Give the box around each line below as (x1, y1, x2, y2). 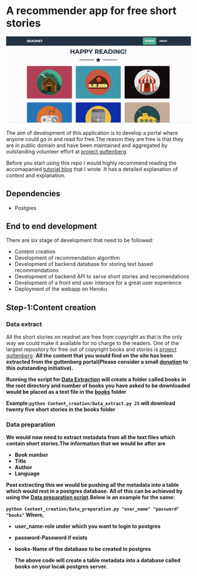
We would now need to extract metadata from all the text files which (6, 434, 176, 441)
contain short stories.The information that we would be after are (6, 440, 166, 447)
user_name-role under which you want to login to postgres (14, 523, 161, 530)
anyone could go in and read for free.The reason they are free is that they (6, 135, 184, 142)
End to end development (6, 221, 97, 231)
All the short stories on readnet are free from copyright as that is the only (6, 333, 183, 340)
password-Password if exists (14, 534, 88, 541)
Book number (14, 451, 49, 458)
